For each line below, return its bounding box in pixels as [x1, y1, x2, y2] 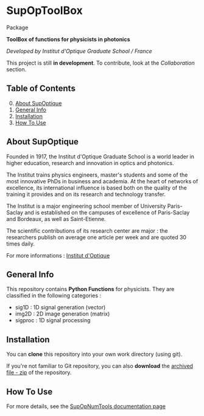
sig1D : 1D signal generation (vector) [15, 304, 106, 311]
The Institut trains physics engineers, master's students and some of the [6, 171, 188, 178]
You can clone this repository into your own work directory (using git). [6, 351, 183, 358]
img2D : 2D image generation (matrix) [15, 310, 110, 317]
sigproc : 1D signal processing [15, 317, 91, 324]
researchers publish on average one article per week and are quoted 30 [6, 233, 187, 241]
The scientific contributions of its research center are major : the [6, 227, 168, 234]
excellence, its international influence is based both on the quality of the [6, 184, 187, 191]
